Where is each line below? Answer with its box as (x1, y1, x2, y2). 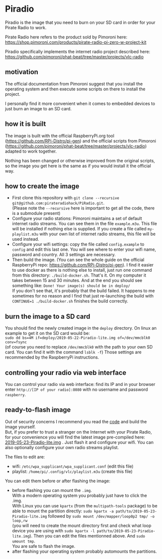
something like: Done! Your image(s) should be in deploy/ (12, 283, 131, 289)
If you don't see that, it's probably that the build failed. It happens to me (12, 288, 155, 294)
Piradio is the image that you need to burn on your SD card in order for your (5, 19, 156, 25)
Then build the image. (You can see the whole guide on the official (12, 257, 145, 263)
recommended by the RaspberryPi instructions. (5, 354, 99, 360)
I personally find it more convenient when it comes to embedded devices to (5, 101, 156, 106)
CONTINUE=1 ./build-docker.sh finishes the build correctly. (12, 298, 129, 304)
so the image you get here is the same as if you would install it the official (5, 163, 151, 169)
